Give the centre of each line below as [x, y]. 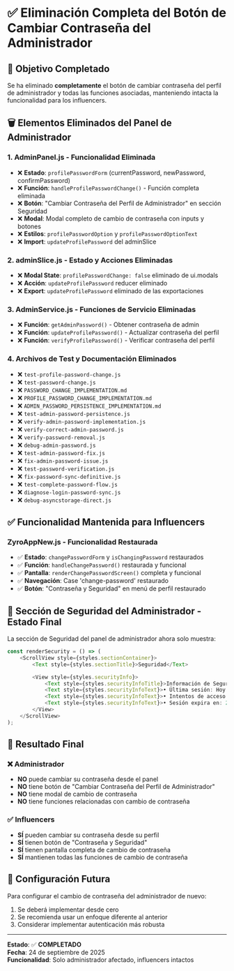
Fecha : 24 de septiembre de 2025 [56, 952]
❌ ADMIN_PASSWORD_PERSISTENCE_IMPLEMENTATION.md [89, 406]
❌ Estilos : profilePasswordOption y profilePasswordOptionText [107, 234]
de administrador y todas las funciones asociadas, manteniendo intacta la [113, 93]
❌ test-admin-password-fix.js [61, 452]
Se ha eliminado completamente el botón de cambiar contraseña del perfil [114, 86]
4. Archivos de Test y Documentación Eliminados [92, 359]
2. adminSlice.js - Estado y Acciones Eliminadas [90, 260]
